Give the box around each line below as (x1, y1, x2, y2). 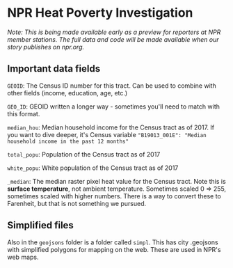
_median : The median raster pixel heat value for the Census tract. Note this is (7, 177, 226, 185)
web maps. (7, 253, 39, 261)
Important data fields (7, 63, 101, 74)
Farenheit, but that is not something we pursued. (7, 199, 147, 207)
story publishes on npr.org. (7, 42, 85, 51)
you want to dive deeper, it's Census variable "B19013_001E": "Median (7, 130, 207, 139)
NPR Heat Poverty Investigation (7, 5, 193, 21)
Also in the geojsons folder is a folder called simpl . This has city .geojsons (7, 238, 218, 246)
